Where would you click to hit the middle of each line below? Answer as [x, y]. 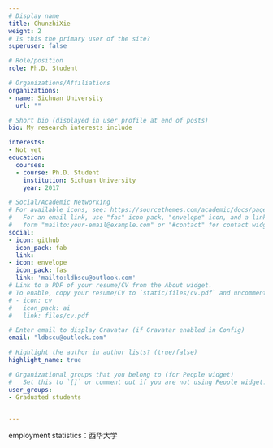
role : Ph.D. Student [43, 69]
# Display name [34, 16]
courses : [30, 165]
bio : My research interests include [70, 128]
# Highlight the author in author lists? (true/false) [103, 353]
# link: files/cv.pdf [49, 316]
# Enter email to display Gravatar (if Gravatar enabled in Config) [127, 330]
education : [27, 157]
